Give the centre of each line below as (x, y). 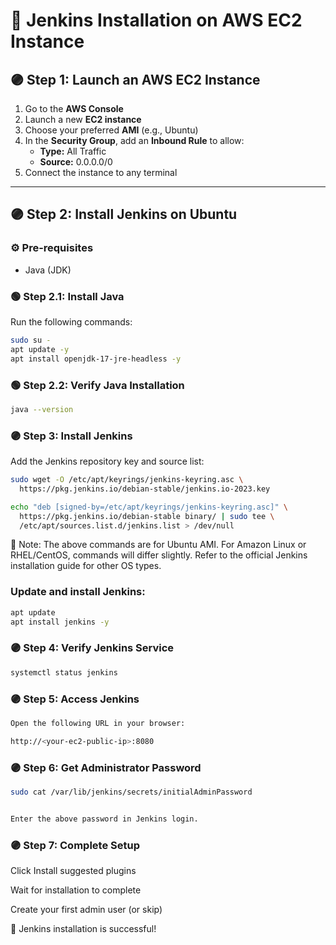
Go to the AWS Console (74, 108)
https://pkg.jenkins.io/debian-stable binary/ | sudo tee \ (147, 516)
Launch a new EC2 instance (83, 119)
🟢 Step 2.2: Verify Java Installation (97, 385)
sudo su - (31, 340)
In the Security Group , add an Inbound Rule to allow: (134, 140)
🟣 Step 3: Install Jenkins (71, 436)
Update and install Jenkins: (78, 592)
